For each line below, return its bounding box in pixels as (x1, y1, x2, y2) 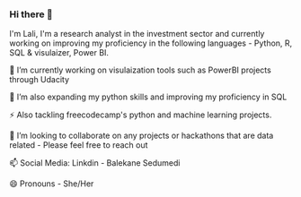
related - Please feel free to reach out (9, 140, 148, 150)
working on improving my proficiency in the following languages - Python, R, (9, 38, 293, 48)
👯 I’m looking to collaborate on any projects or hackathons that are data (9, 130, 274, 141)
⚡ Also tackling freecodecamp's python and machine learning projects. (9, 109, 272, 120)
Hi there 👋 (9, 8, 54, 21)
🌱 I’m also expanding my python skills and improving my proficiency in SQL (9, 91, 288, 102)
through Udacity (9, 74, 70, 85)
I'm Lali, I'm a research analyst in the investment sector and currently (9, 29, 265, 39)
